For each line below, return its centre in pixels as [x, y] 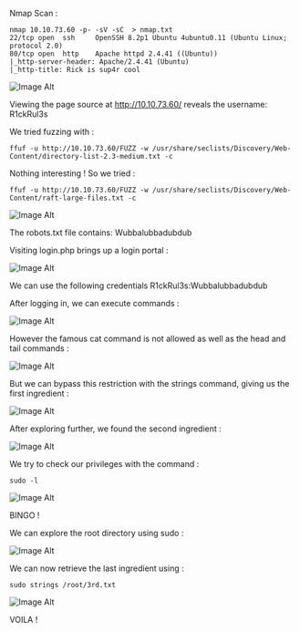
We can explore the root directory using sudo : [97, 533]
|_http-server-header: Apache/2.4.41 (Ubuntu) [99, 62]
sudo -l [24, 481]
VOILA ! [24, 620]
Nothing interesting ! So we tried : [72, 173]
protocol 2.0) [36, 46]
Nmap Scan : [34, 13]
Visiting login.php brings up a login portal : [89, 250]
